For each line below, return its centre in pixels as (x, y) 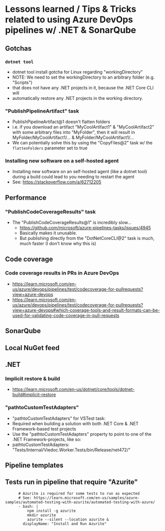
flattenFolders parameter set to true (50, 148)
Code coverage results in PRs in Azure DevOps (62, 273)
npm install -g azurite (51, 511)
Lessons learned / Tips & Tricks (71, 9)
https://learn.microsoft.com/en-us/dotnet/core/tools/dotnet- (73, 390)
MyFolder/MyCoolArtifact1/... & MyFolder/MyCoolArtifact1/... (73, 137)
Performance (26, 198)
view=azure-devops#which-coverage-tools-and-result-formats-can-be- (86, 310)
